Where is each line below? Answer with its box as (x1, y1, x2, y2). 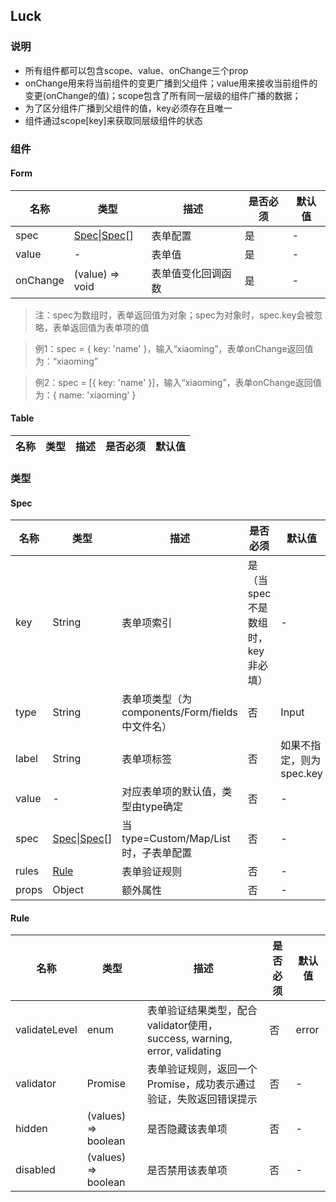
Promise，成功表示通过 (146, 1077, 256, 1091)
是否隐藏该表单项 (146, 1122, 228, 1136)
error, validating (146, 1044, 222, 1058)
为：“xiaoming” (34, 355, 98, 367)
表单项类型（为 (121, 692, 193, 706)
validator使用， (146, 1019, 218, 1033)
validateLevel (15, 1023, 78, 1037)
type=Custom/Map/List (121, 832, 231, 846)
